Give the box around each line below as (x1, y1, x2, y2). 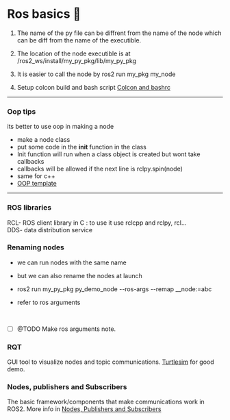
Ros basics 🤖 (7, 6, 81, 22)
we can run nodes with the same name (16, 258, 127, 267)
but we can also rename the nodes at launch (16, 271, 142, 280)
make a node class (16, 136, 71, 144)
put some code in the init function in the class (16, 143, 147, 151)
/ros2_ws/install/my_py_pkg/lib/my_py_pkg (16, 56, 137, 64)
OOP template (16, 180, 57, 188)
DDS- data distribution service (7, 225, 93, 234)
